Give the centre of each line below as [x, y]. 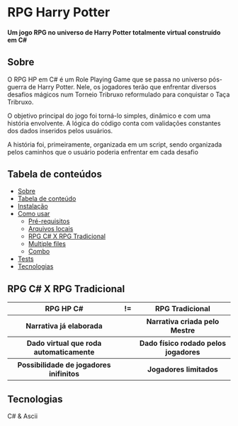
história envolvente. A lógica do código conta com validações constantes [114, 123]
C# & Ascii [22, 416]
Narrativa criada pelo [183, 322]
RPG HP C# [64, 309]
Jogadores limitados [183, 369]
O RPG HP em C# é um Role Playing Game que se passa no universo [107, 79]
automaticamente [64, 352]
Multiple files [47, 244]
